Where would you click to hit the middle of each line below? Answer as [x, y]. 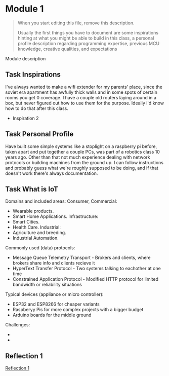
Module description [26, 58]
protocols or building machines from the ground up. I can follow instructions [84, 162]
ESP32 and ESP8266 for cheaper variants [56, 304]
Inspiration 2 [26, 118]
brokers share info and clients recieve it [54, 263]
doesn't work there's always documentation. [52, 173]
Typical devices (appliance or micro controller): [54, 294]
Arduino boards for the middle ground [52, 315]
